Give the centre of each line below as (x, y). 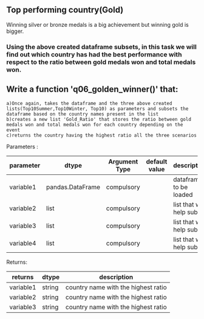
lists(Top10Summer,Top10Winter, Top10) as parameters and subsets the (97, 109)
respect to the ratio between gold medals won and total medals (101, 62)
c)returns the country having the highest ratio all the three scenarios (102, 135)
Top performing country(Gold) (65, 10)
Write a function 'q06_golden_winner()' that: (92, 90)
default (157, 162)
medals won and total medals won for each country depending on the (95, 125)
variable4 (23, 243)
